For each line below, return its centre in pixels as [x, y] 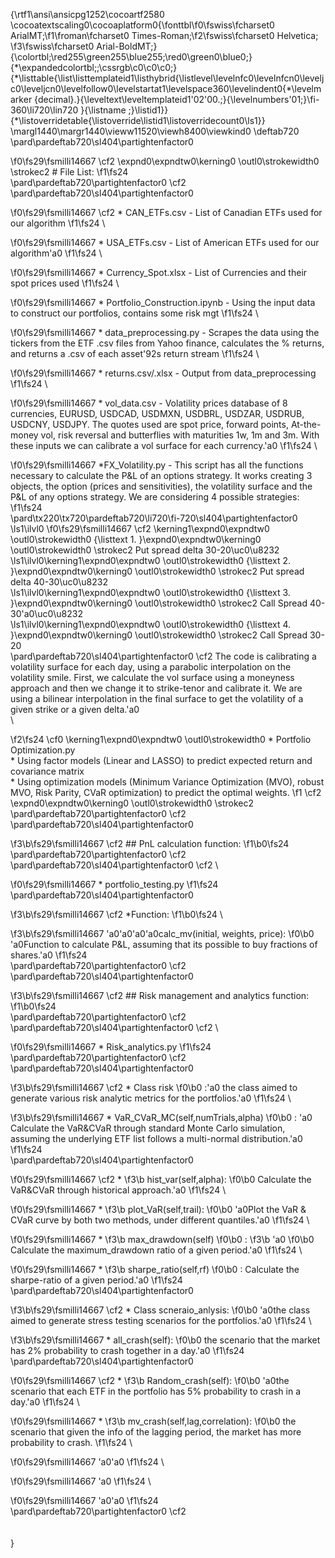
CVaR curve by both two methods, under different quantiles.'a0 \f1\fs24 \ [160, 1220]
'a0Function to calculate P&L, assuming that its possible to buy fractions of [164, 944]
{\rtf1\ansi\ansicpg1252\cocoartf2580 [87, 14]
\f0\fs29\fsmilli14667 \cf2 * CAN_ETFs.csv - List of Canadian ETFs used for [166, 212]
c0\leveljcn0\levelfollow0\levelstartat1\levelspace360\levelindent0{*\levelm [166, 88]
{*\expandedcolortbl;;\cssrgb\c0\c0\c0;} [94, 67]
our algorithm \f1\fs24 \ [58, 223]
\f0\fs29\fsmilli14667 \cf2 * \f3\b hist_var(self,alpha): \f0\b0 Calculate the [161, 1179]
